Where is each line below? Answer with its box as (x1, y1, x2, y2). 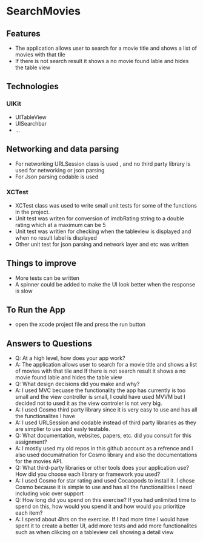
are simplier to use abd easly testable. (15, 425, 110, 433)
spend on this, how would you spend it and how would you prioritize (15, 503, 186, 510)
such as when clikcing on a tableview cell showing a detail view (15, 529, 174, 536)
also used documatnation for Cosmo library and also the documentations (15, 451, 198, 459)
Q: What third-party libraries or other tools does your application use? (15, 464, 190, 472)
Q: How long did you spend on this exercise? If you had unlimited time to (15, 496, 196, 504)
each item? (15, 509, 43, 517)
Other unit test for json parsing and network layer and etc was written (15, 240, 189, 248)
